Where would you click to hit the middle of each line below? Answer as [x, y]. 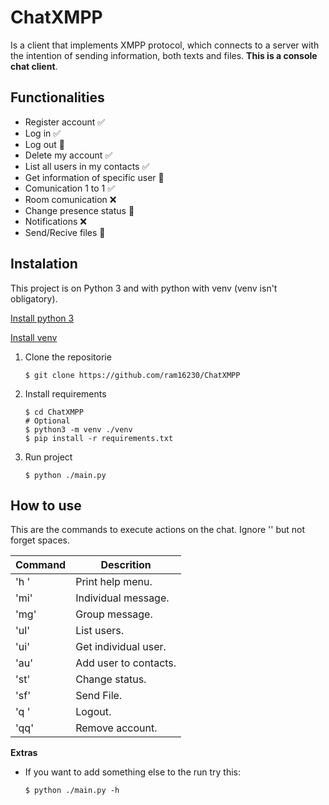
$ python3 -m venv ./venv [78, 429]
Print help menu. [114, 582]
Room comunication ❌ [70, 199]
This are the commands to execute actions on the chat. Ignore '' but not [158, 530]
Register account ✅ [65, 122]
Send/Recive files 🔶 [65, 232]
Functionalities [57, 97]
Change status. [111, 679]
